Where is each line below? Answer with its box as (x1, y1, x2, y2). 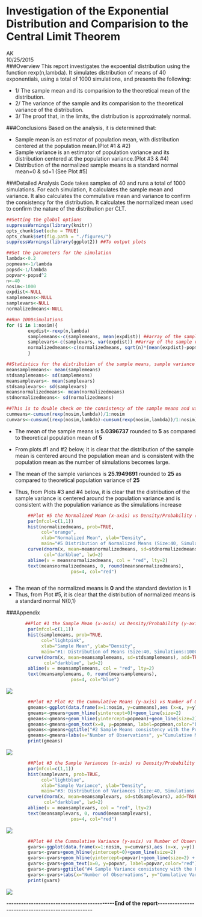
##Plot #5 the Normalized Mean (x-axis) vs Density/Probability (28, 513, 192, 519)
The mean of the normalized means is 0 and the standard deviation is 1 (14, 585, 191, 592)
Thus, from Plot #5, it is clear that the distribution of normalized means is (14, 591, 195, 598)
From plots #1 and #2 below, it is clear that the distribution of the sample (14, 445, 194, 452)
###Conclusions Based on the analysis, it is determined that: (6, 124, 157, 131)
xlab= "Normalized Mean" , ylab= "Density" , (41, 535, 147, 541)
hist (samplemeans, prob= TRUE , (28, 632, 103, 638)
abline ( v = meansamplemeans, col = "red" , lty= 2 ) (28, 665, 155, 672)
